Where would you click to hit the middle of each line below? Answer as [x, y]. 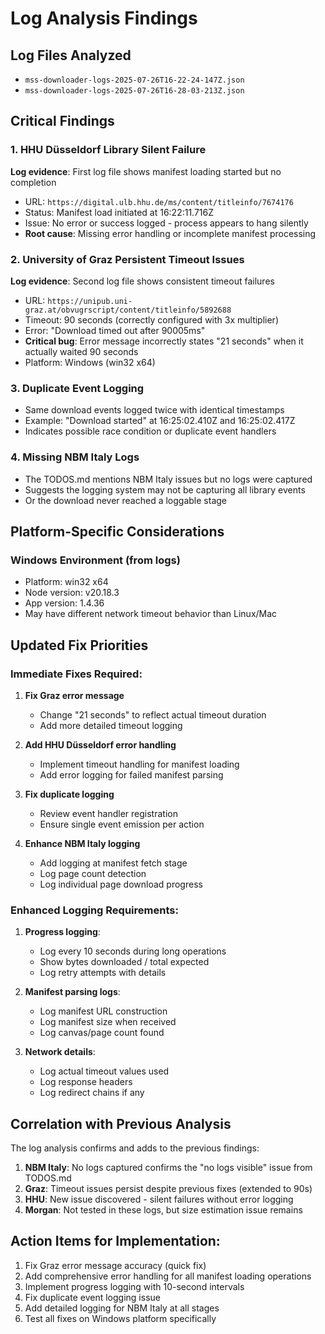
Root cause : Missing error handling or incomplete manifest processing [170, 233]
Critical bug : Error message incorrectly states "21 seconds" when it [164, 341]
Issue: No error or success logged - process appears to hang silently [166, 223]
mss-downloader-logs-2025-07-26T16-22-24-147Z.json [134, 80]
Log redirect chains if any [92, 1093]
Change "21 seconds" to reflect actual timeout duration [153, 714]
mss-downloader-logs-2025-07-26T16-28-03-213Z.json [134, 91]
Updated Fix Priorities [79, 645]
